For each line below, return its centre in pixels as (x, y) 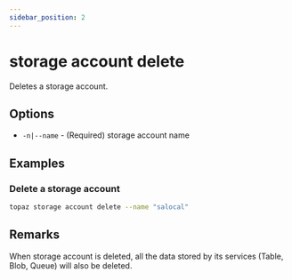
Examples (37, 163)
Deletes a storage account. (59, 86)
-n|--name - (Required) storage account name (105, 135)
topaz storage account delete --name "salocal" (99, 207)
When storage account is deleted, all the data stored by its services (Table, (146, 256)
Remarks (35, 235)
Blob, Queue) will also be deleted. (71, 265)
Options (32, 113)
